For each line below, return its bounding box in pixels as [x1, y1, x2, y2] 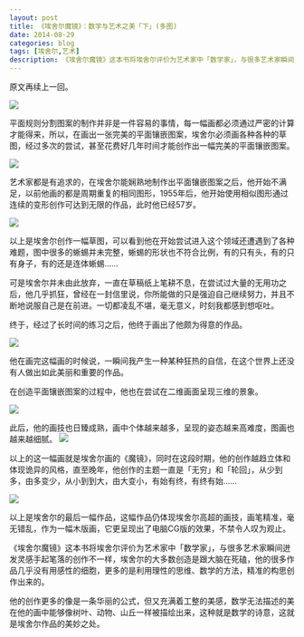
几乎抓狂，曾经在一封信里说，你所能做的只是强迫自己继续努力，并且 [33, 289, 287, 299]
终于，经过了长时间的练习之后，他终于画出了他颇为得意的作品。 [9, 319, 247, 330]
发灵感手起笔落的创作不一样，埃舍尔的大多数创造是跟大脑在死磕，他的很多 [9, 554, 287, 565]
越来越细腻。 [9, 434, 57, 444]
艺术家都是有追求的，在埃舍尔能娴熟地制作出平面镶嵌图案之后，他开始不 [9, 177, 279, 187]
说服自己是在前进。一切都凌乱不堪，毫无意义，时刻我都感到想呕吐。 [24, 300, 279, 311]
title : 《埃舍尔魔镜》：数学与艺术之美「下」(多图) [9, 22, 178, 31]
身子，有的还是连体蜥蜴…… [16, 258, 119, 268]
